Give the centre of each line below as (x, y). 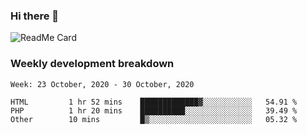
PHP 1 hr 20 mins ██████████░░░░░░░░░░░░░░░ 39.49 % (154, 110)
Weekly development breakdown (92, 64)
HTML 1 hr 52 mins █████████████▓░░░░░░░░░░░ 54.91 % (154, 102)
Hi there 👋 (35, 16)
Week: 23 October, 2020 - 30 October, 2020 (102, 84)
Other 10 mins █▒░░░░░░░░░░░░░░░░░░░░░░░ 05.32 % (154, 119)
